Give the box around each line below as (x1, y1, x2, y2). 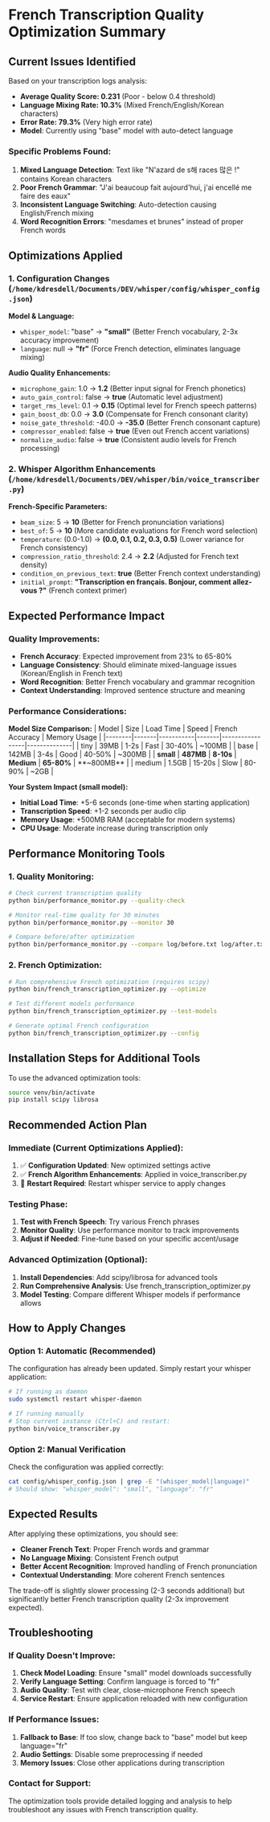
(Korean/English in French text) (19, 668, 123, 678)
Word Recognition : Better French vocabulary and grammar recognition (19, 677, 256, 687)
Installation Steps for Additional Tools (8, 1052, 201, 1065)
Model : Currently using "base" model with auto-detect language (19, 126, 234, 135)
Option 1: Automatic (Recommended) (8, 1345, 157, 1356)
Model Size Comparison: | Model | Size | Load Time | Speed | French (8, 724, 239, 733)
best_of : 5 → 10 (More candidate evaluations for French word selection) (19, 526, 259, 536)
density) (19, 560, 48, 570)
